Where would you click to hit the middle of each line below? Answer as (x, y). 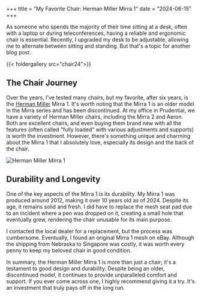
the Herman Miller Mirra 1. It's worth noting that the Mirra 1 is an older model (100, 104)
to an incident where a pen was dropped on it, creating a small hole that (95, 213)
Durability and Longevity (53, 179)
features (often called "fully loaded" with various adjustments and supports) (100, 130)
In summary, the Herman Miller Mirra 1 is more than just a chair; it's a (91, 262)
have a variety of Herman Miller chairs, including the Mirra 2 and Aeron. (95, 116)
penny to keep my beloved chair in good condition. (69, 250)
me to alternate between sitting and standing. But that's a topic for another (98, 46)
